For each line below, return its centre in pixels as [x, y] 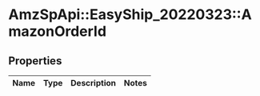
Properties [35, 61]
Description [93, 83]
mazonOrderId [57, 31]
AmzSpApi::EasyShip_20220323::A [130, 15]
